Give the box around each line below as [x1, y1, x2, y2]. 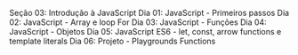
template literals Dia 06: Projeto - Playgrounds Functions [9, 35, 216, 46]
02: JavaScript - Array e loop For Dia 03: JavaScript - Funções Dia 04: [9, 17, 267, 27]
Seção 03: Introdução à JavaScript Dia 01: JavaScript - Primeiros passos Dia [9, 8, 290, 18]
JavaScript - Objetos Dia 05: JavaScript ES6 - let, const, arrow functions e [9, 27, 282, 36]
